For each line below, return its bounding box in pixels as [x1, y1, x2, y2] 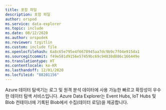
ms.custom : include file [5, 44, 57, 49]
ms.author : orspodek [5, 35, 48, 40]
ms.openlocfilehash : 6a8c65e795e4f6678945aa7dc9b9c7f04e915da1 [5, 49, 140, 54]
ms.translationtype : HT [5, 58, 55, 63]
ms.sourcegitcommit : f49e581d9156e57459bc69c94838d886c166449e [5, 53, 140, 59]
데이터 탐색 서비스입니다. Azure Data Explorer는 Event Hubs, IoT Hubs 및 [10, 93, 156, 99]
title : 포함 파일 [5, 7, 37, 12]
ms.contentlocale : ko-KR [5, 63, 57, 68]
